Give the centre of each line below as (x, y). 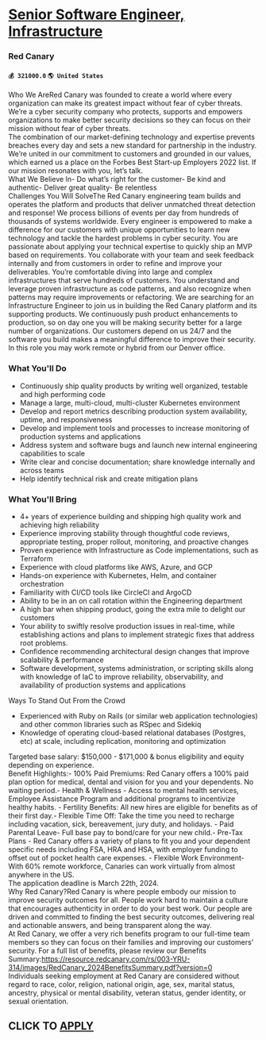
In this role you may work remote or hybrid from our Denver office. (117, 348)
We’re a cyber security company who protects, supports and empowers (125, 112)
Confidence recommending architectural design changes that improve (135, 651)
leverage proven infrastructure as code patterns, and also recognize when (130, 289)
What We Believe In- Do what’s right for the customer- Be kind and (117, 179)
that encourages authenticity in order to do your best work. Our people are (130, 908)
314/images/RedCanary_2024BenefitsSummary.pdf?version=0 (110, 967)
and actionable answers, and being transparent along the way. (110, 925)
